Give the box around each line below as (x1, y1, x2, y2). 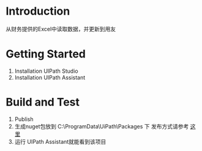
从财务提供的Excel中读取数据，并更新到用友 (6, 25, 116, 32)
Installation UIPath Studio (14, 67, 78, 75)
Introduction (6, 4, 70, 18)
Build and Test (6, 95, 80, 109)
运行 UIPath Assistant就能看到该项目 (14, 138, 107, 145)
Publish (14, 115, 34, 123)
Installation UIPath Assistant (14, 73, 86, 81)
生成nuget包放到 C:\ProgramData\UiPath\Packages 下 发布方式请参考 (14, 122, 189, 130)
